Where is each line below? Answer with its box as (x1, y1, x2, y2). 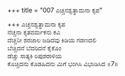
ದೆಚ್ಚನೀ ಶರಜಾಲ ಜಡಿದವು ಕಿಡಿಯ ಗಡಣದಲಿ (7, 36, 97, 44)
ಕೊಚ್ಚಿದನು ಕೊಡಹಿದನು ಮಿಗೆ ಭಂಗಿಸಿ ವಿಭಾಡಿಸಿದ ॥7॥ (7, 60, 119, 68)
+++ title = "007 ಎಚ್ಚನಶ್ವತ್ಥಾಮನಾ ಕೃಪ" (7, 6, 103, 14)
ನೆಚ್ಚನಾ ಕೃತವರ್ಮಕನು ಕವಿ (7, 28, 60, 36)
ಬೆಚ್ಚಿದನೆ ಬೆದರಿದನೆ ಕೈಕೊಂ (7, 44, 62, 52)
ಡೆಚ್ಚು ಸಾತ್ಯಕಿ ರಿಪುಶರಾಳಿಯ (7, 52, 62, 60)
